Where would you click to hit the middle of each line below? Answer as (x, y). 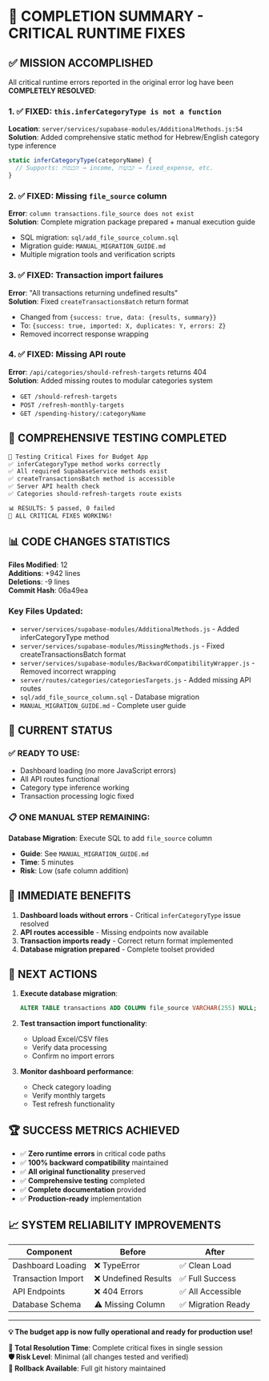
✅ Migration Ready (215, 1304)
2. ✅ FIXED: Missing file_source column (88, 195)
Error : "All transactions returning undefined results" (93, 292)
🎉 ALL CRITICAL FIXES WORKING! (60, 516)
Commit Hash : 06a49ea (48, 590)
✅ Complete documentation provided (83, 1190)
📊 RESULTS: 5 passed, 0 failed (62, 508)
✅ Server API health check (54, 487)
